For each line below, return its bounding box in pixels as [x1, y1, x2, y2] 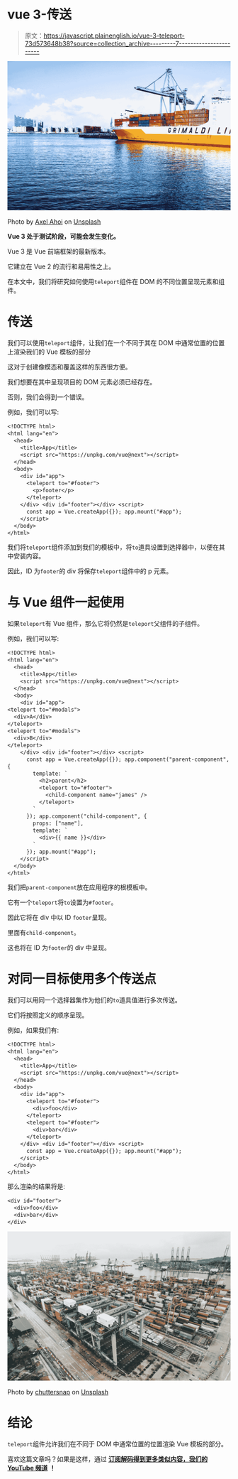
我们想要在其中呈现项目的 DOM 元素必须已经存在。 [7, 378, 157, 386]
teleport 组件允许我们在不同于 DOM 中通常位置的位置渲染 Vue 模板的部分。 [7, 1439, 228, 1448]
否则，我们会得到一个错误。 [7, 393, 89, 401]
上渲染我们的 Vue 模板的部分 [7, 347, 91, 356]
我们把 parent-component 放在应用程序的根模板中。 [7, 882, 152, 892]
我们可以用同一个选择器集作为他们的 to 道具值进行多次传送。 [7, 995, 182, 1004]
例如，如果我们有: [7, 1026, 59, 1034]
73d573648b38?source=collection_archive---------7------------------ [24, 39, 231, 48]
